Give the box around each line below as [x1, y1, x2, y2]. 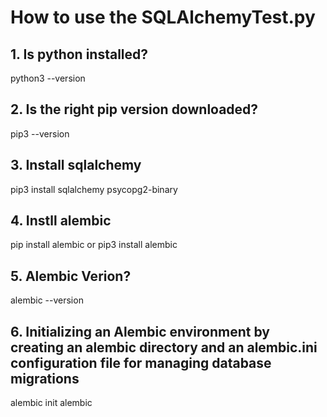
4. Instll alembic [10, 212, 112, 230]
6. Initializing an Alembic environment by [10, 323, 270, 340]
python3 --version [10, 72, 86, 84]
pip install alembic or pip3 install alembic [10, 239, 178, 251]
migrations [10, 370, 80, 387]
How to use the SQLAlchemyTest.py [10, 6, 316, 29]
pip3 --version [10, 127, 70, 140]
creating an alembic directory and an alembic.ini [10, 339, 318, 356]
